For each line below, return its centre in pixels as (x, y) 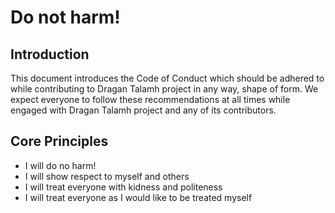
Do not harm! (65, 17)
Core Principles (59, 141)
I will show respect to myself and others (107, 176)
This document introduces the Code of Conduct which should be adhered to (167, 78)
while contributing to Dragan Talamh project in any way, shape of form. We (164, 89)
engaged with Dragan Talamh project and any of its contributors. (143, 110)
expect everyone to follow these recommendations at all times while (150, 99)
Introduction (50, 54)
